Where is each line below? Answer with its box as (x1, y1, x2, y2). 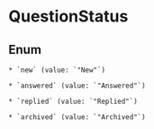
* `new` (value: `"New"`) (8, 65, 105, 74)
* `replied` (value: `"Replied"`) (8, 97, 139, 106)
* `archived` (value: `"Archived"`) (8, 113, 146, 122)
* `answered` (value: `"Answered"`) (8, 82, 146, 90)
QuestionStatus (8, 6, 129, 27)
